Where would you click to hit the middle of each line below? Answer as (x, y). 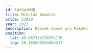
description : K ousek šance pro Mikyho (46, 29)
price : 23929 (19, 19)
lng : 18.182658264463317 (36, 43)
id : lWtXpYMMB (20, 10)
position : (16, 33)
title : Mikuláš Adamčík (31, 15)
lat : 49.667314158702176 (36, 38)
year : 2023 (17, 24)
